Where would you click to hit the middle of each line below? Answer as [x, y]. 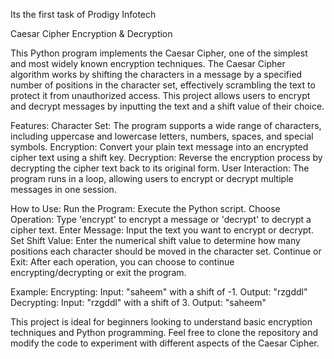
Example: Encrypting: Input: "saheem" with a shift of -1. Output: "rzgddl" [159, 292]
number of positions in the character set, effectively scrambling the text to [163, 85]
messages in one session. [63, 189]
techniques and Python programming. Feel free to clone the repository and [164, 332]
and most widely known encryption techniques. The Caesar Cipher [148, 63]
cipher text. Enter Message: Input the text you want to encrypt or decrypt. [162, 230]
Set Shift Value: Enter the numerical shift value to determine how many [155, 240]
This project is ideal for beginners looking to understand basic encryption [161, 322]
